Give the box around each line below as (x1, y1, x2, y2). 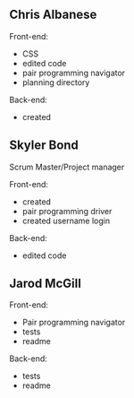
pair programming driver (21, 205, 113, 216)
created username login (21, 215, 110, 226)
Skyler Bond (9, 138, 79, 153)
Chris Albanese (9, 7, 97, 22)
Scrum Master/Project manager (9, 161, 125, 172)
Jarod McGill (9, 276, 82, 291)
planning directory (21, 76, 90, 88)
